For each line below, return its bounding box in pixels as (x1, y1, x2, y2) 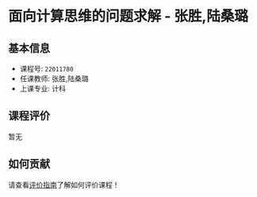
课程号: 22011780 (19, 64, 74, 73)
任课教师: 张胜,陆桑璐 (19, 74, 89, 83)
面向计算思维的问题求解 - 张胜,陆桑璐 (8, 7, 248, 25)
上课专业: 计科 (19, 84, 66, 93)
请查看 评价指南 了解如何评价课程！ (8, 180, 120, 189)
